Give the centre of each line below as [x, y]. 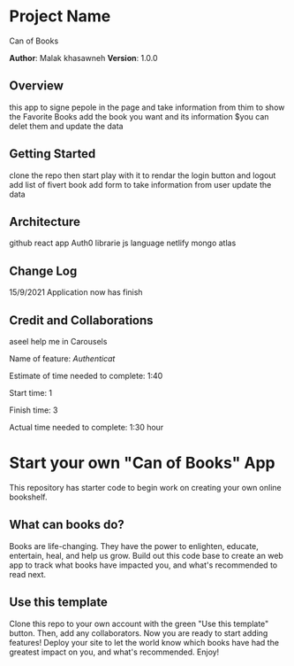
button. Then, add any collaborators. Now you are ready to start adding [139, 633]
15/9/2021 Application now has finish [76, 292]
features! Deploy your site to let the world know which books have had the [144, 642]
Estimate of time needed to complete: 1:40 [86, 376]
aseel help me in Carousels [58, 341]
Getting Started [53, 154]
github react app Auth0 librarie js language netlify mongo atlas [123, 243]
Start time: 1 [31, 393]
